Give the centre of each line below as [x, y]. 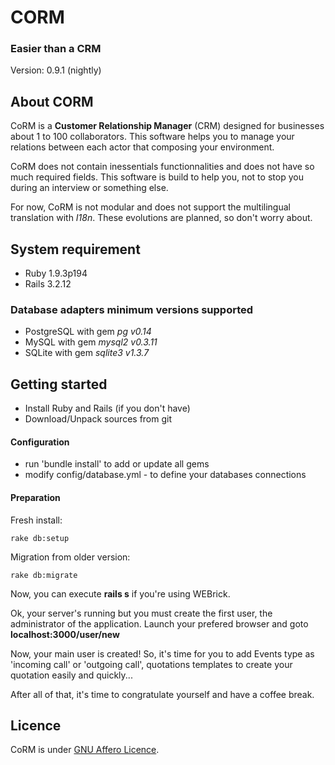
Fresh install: [36, 520]
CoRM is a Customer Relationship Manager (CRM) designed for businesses [167, 126]
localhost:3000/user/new [65, 634]
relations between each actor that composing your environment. [142, 147]
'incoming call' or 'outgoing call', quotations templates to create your [151, 664]
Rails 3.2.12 [48, 284]
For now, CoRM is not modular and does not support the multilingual [150, 207]
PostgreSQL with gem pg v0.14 [88, 332]
